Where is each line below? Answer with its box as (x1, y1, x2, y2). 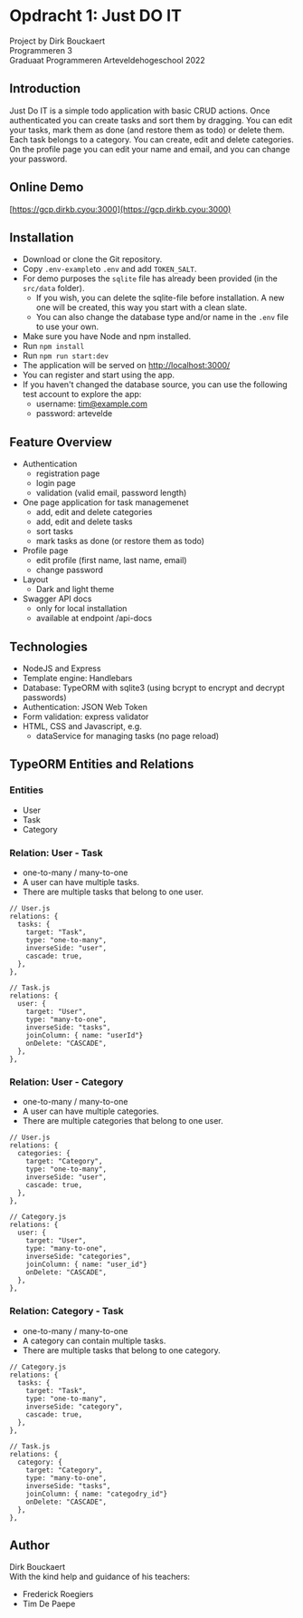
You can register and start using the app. (22, 369, 175, 381)
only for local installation (35, 603, 128, 614)
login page (35, 478, 76, 489)
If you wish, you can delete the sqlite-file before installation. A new (35, 292, 285, 304)
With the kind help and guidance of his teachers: (9, 1571, 191, 1583)
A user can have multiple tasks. (22, 876, 140, 887)
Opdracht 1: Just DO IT (9, 5, 183, 26)
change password (35, 564, 104, 576)
